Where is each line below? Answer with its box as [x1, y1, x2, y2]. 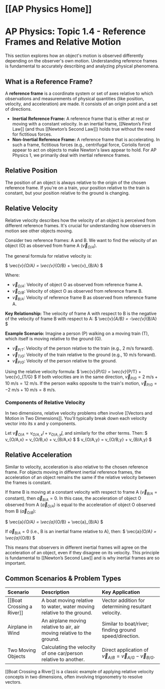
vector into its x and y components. [5, 420, 77, 426]
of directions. [5, 106, 32, 112]
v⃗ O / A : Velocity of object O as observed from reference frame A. [12, 282, 143, 289]
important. [5, 560, 26, 566]
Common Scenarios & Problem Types [5, 574, 121, 583]
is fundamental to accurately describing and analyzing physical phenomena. [5, 63, 160, 69]
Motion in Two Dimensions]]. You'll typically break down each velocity [5, 416, 147, 421]
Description [41, 589, 70, 596]
